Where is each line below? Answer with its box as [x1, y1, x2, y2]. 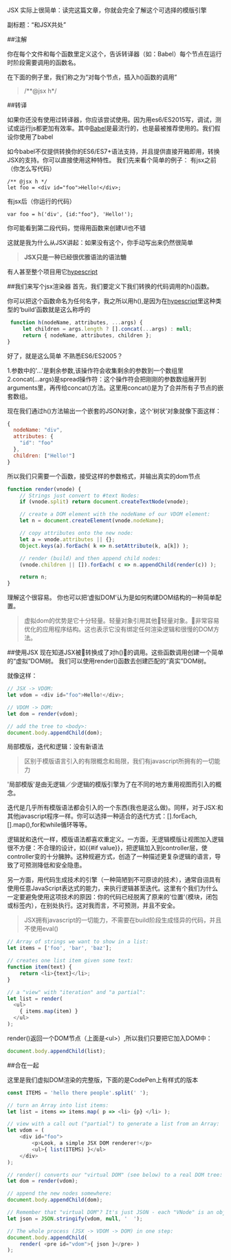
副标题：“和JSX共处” [7, 21, 67, 29]
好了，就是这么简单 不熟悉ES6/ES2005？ [7, 351, 123, 360]
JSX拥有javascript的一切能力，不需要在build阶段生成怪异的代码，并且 [23, 916, 222, 925]
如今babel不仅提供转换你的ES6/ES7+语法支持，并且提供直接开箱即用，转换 [7, 147, 220, 155]
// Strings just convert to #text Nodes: [19, 492, 140, 499]
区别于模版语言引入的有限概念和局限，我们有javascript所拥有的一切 [23, 757, 214, 765]
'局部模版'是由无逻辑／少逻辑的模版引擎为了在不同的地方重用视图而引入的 [7, 780, 216, 788]
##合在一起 [7, 1061, 39, 1069]
